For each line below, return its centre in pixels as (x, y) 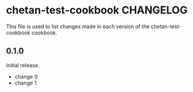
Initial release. (23, 65)
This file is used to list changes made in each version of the (78, 26)
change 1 (26, 83)
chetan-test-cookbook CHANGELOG (97, 10)
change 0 (26, 76)
